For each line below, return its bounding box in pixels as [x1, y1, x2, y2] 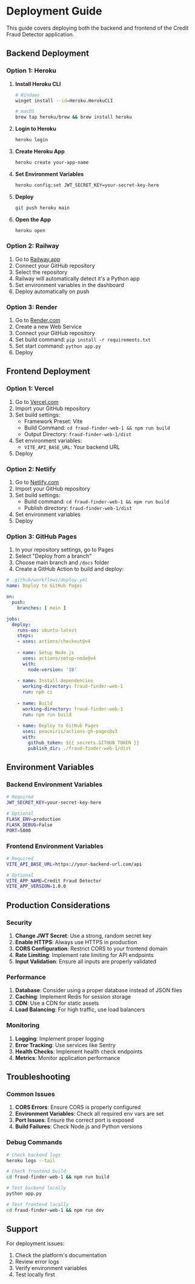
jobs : [6, 616, 20, 622]
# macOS [15, 108, 35, 114]
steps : [17, 633, 34, 639]
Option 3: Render [6, 303, 58, 311]
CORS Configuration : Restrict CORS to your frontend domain [15, 945, 168, 952]
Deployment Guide [6, 4, 102, 18]
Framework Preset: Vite [24, 417, 83, 425]
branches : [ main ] [17, 604, 67, 611]
